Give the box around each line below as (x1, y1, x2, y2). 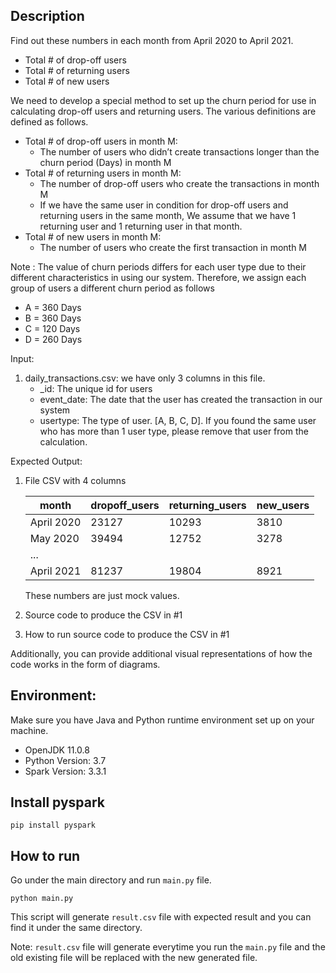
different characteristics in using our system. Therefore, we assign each (10, 271, 307, 283)
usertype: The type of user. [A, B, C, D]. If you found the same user (39, 414, 317, 426)
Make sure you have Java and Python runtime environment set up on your (10, 714, 315, 726)
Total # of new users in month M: (24, 230, 162, 243)
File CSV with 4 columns (24, 474, 127, 486)
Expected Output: (10, 455, 83, 467)
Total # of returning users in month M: (24, 167, 182, 179)
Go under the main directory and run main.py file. (10, 874, 212, 886)
